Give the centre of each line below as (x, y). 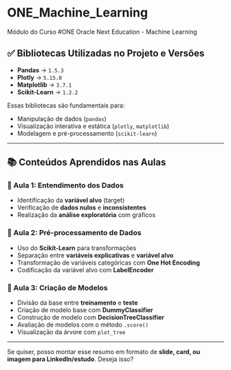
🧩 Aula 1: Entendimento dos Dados (65, 185)
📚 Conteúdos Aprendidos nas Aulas (87, 162)
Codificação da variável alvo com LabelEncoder (85, 269)
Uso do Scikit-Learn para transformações (77, 248)
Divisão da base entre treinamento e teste (78, 303)
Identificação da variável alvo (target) (71, 201)
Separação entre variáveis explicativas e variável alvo (95, 255)
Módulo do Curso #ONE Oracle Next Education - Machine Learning (102, 32)
